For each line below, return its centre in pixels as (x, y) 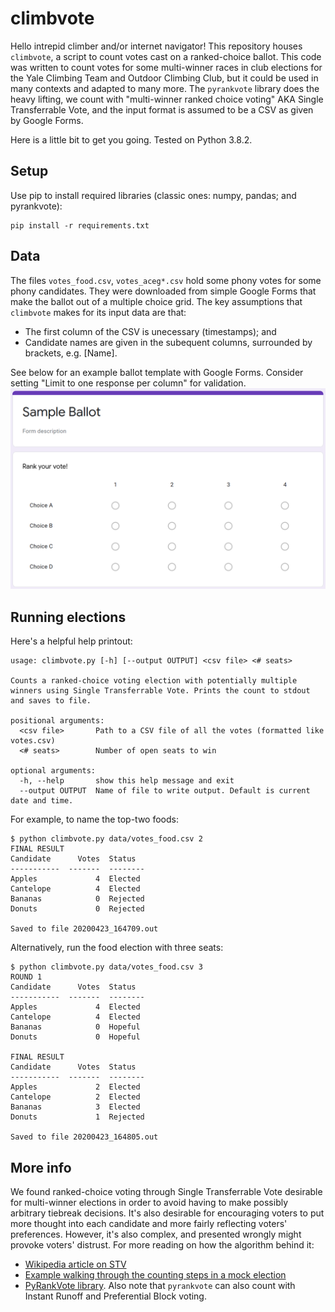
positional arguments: (57, 721)
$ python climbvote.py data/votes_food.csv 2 (106, 839)
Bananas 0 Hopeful (75, 1027)
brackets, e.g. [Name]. (71, 353)
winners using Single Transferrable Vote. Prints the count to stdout (160, 691)
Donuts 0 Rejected (77, 909)
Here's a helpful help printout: (71, 641)
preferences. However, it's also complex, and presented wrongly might (156, 1234)
